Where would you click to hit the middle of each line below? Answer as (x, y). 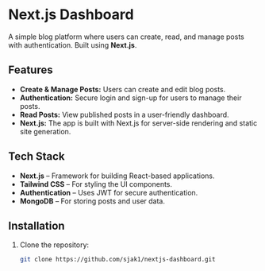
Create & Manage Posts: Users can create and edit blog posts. (123, 89)
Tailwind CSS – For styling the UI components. (96, 184)
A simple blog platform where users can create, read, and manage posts (126, 37)
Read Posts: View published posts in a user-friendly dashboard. (124, 114)
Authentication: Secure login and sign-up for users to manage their (131, 98)
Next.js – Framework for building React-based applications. (117, 176)
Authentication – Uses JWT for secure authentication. (109, 192)
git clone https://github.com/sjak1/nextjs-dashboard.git (117, 260)
